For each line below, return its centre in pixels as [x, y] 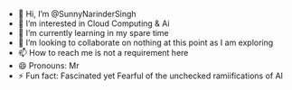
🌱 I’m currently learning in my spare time [93, 33]
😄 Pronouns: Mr [48, 66]
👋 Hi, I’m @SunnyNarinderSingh [77, 14]
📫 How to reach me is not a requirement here [103, 53]
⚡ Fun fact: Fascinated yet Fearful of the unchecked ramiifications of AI [150, 76]
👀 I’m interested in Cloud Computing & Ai [94, 23]
